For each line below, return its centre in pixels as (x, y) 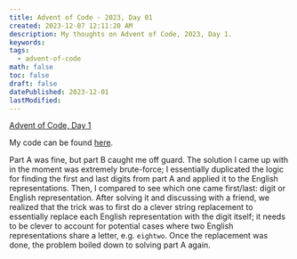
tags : (19, 51)
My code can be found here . (61, 142)
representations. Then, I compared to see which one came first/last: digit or (148, 189)
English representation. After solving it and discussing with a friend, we (139, 198)
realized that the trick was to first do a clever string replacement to (131, 207)
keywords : (28, 42)
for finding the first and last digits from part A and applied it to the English (144, 179)
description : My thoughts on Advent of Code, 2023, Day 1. (121, 34)
